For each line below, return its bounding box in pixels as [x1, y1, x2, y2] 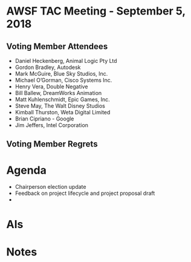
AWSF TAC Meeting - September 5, [6, 4, 186, 18]
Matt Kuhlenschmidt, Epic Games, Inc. [15, 96, 110, 103]
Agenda [6, 163, 47, 177]
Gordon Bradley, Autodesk [15, 64, 81, 71]
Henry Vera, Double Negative [15, 83, 88, 90]
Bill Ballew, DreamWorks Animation [15, 90, 102, 96]
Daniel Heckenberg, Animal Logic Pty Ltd [15, 57, 117, 64]
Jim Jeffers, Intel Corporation [15, 122, 89, 128]
